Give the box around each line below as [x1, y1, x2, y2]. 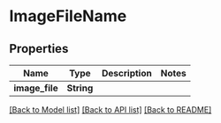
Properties [9, 41, 69, 56]
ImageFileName [9, 6, 127, 26]
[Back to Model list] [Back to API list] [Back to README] [9, 105, 212, 115]
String [66, 82, 94, 94]
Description [101, 68, 152, 79]
